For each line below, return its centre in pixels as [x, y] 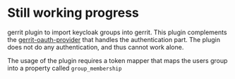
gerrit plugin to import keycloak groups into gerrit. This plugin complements [117, 32]
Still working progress [73, 13]
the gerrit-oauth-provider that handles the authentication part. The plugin [114, 39]
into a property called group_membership [65, 68]
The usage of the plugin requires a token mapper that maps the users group [117, 60]
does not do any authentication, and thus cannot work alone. [96, 47]
